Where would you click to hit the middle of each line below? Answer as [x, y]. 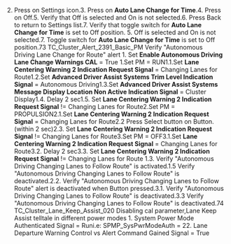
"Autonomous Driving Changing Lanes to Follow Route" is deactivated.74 [119, 203]
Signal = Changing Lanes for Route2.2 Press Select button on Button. [114, 121]
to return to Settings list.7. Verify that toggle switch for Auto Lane [107, 25]
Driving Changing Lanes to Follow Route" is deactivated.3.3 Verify [109, 196]
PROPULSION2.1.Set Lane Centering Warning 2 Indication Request [111, 114]
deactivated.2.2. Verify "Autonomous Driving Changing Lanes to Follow [116, 181]
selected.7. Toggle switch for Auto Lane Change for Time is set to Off [114, 40]
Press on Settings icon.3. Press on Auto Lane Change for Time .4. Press [118, 10]
